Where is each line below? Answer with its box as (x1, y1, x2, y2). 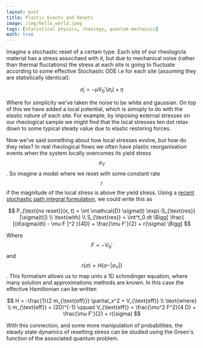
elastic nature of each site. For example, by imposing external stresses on (6, 112, 190, 119)
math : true (6, 32, 34, 38)
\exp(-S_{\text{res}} (146, 207, 196, 214)
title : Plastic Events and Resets (6, 15, 94, 21)
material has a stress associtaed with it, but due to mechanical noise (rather (6, 55, 195, 62)
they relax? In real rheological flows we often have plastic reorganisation (6, 143, 187, 150)
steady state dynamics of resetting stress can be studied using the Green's (6, 329, 194, 336)
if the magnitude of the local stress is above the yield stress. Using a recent (6, 189, 195, 196)
